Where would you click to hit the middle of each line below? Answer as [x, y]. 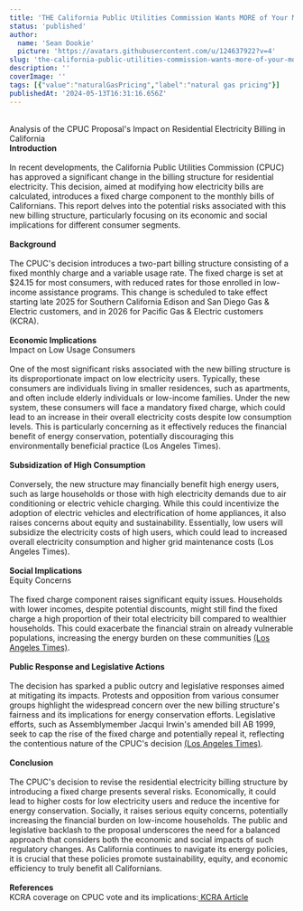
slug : [19, 60]
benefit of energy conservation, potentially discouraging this [122, 436]
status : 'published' [48, 26]
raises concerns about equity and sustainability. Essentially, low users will [147, 522]
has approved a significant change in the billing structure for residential [142, 176]
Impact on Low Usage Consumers [73, 350]
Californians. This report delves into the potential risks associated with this [148, 205]
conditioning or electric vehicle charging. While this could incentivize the [144, 503]
